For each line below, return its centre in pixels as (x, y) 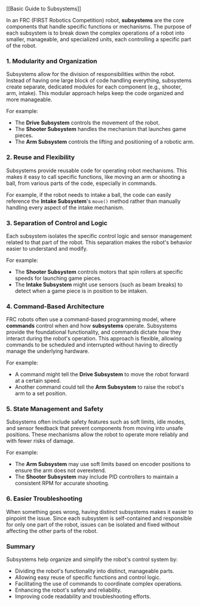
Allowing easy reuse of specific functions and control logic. (88, 577)
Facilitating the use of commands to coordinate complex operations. (99, 584)
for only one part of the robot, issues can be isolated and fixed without (93, 524)
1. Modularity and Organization (52, 61)
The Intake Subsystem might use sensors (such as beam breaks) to (99, 284)
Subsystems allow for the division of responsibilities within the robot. (91, 74)
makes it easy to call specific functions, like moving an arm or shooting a (96, 176)
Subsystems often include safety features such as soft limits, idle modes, (96, 422)
